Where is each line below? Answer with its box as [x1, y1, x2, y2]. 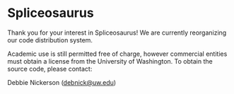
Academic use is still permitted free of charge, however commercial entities [7, 49, 228, 58]
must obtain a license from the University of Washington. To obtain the [7, 57, 213, 65]
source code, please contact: [7, 64, 93, 73]
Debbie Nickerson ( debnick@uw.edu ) [7, 78, 117, 86]
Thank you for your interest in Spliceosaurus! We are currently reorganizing [7, 28, 227, 37]
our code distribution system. [7, 35, 93, 44]
